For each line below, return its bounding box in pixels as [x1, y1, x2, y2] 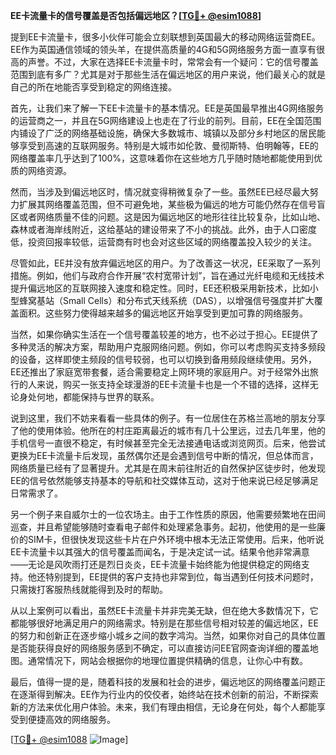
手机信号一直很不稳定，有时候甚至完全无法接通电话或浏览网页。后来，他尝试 [10, 437, 326, 449]
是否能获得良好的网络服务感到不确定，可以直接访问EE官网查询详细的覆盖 [10, 642, 310, 654]
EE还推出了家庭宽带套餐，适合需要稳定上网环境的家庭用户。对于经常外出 [10, 366, 310, 378]
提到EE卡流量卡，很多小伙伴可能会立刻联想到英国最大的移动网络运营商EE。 [10, 31, 321, 43]
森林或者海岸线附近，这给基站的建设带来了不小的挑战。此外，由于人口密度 [10, 224, 317, 235]
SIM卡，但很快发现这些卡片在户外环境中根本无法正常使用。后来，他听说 [27, 534, 325, 545]
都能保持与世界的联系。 [62, 391, 160, 403]
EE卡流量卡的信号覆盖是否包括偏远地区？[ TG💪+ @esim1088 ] [10, 10, 262, 21]
